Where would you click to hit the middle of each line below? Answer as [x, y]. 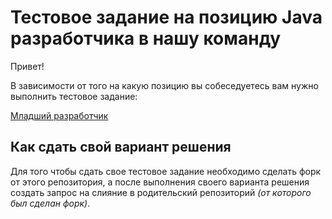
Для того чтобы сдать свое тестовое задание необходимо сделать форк [166, 171]
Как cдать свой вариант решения [121, 147]
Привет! [27, 66]
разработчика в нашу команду [146, 38]
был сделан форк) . [50, 203]
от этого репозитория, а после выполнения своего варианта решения [160, 182]
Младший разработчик [59, 115]
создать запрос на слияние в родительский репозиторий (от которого [161, 192]
